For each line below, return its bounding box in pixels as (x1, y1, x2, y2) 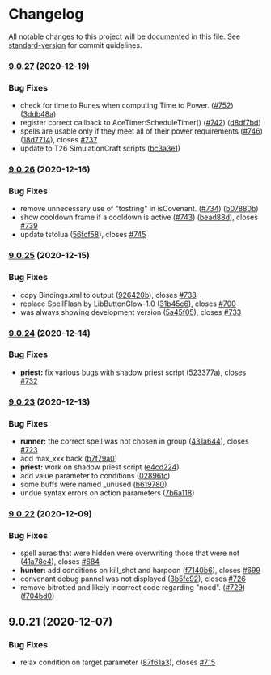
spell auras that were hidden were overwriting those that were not (19, 548, 240, 558)
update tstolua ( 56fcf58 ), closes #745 (19, 230, 146, 240)
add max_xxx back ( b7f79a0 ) (19, 454, 118, 464)
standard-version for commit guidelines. (8, 40, 142, 49)
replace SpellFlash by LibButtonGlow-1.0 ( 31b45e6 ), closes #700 (19, 299, 236, 308)
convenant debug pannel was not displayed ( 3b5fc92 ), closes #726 (19, 574, 247, 584)
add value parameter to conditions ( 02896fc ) (19, 471, 171, 481)
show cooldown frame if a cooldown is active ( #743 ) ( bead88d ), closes (19, 212, 259, 223)
